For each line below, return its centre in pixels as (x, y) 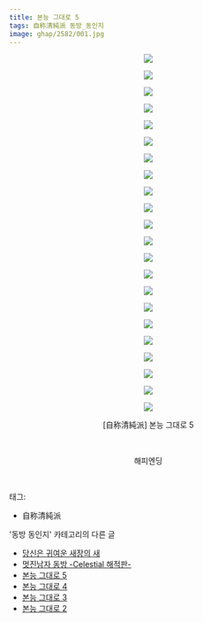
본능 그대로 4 (45, 587)
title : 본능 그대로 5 (44, 17)
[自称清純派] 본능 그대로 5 (148, 425)
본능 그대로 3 (45, 597)
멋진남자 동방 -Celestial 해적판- (76, 564)
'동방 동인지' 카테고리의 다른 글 (62, 534)
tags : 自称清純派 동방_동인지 (56, 26)
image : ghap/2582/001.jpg (56, 34)
